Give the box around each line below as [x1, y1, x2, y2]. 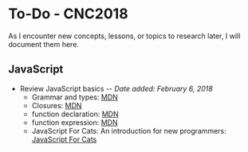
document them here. [8, 39, 80, 49]
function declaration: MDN [31, 109, 119, 119]
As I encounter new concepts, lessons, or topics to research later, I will [8, 31, 241, 41]
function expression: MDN [31, 117, 118, 127]
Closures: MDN [31, 100, 82, 110]
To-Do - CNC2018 [8, 5, 129, 23]
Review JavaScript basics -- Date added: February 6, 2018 [19, 84, 213, 93]
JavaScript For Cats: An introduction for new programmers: [31, 126, 226, 135]
